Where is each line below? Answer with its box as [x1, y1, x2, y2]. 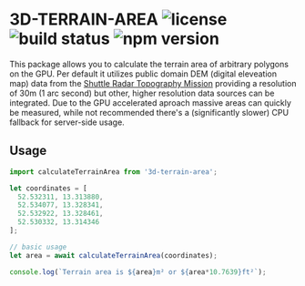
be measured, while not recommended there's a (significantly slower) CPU [9, 107, 290, 117]
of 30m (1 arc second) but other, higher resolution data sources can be [9, 87, 275, 98]
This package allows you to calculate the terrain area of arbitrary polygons [9, 58, 290, 69]
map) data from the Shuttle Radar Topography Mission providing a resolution [9, 77, 298, 88]
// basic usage [9, 242, 67, 251]
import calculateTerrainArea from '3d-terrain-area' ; [9, 167, 219, 177]
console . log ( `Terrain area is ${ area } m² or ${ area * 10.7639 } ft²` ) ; [9, 267, 267, 277]
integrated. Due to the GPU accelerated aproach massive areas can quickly [9, 97, 291, 108]
